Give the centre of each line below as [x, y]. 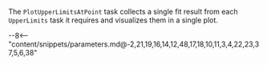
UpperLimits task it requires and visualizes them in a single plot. [113, 20]
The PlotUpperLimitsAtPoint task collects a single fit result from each [123, 12]
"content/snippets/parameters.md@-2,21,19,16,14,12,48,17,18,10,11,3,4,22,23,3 [134, 44]
